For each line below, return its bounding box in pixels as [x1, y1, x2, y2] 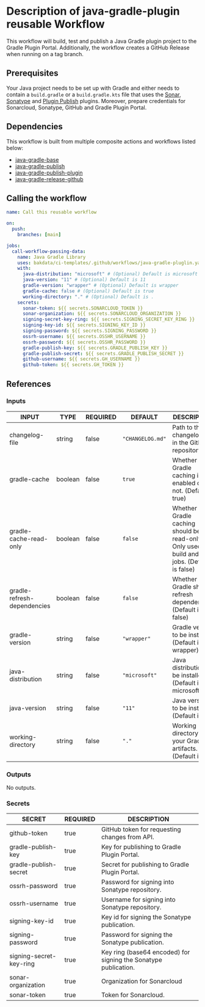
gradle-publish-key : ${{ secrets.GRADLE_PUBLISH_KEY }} [22, 345, 168, 351]
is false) [172, 565, 195, 573]
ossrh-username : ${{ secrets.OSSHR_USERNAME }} [22, 333, 146, 339]
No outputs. [6, 784, 36, 792]
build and [172, 549, 200, 558]
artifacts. [172, 744, 198, 753]
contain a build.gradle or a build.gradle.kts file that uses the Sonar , [6, 90, 181, 98]
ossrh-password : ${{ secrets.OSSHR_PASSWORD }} [22, 339, 146, 345]
